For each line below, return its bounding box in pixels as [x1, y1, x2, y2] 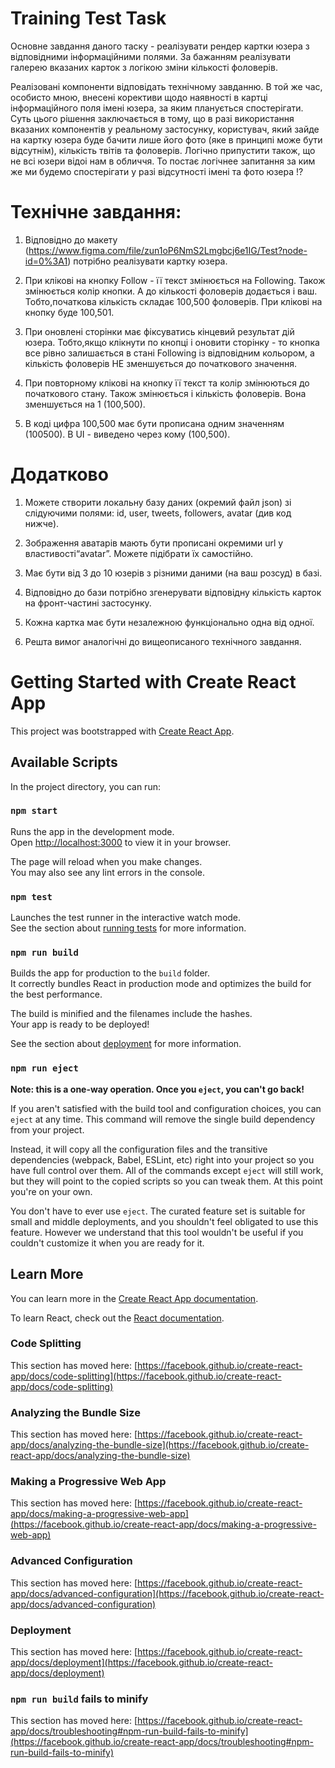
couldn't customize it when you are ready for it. [10, 1237, 205, 1249]
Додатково [10, 463, 109, 486]
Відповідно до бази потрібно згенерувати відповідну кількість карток [24, 586, 322, 598]
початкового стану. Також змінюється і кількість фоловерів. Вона [24, 387, 307, 399]
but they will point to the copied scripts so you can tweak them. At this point [10, 1175, 323, 1187]
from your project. [10, 1123, 85, 1136]
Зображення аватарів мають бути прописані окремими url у [24, 537, 284, 549]
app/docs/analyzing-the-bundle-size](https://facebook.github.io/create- [10, 1439, 310, 1451]
